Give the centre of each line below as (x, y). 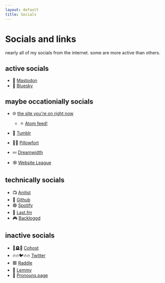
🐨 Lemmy (22, 270)
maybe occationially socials (49, 101)
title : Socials (21, 14)
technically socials (35, 180)
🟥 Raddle (22, 263)
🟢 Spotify (23, 205)
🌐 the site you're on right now (43, 114)
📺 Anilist (21, 192)
